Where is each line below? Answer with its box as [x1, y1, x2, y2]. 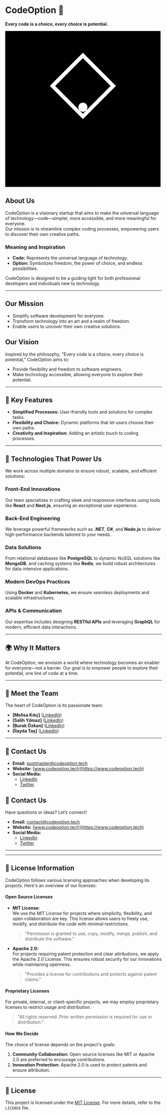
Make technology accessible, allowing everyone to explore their [12, 371, 143, 377]
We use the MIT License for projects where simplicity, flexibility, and [12, 910, 152, 916]
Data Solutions [5, 544, 41, 551]
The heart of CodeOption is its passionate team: [5, 702, 103, 708]
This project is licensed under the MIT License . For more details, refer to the [5, 1100, 161, 1106]
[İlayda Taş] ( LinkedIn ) [12, 728, 59, 734]
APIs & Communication [5, 607, 62, 614]
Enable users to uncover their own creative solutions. [12, 323, 122, 329]
